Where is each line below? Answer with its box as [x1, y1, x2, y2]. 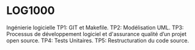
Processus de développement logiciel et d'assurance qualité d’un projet [6, 30, 186, 37]
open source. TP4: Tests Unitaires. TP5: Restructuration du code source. [6, 37, 189, 44]
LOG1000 [6, 4, 55, 18]
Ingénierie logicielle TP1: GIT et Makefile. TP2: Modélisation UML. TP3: [6, 24, 184, 31]
